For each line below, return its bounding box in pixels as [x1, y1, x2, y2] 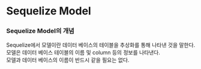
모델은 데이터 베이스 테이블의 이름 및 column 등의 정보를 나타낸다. [6, 49, 161, 56]
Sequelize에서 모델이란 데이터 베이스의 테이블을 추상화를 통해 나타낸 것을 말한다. [6, 41, 196, 49]
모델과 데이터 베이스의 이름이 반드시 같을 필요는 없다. [6, 56, 130, 64]
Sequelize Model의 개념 [6, 27, 75, 35]
